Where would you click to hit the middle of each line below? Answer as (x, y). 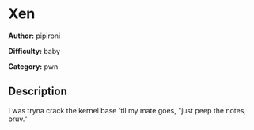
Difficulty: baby (34, 51)
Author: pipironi (34, 36)
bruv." (18, 119)
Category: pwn (33, 66)
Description (38, 92)
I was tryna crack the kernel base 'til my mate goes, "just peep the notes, (127, 110)
